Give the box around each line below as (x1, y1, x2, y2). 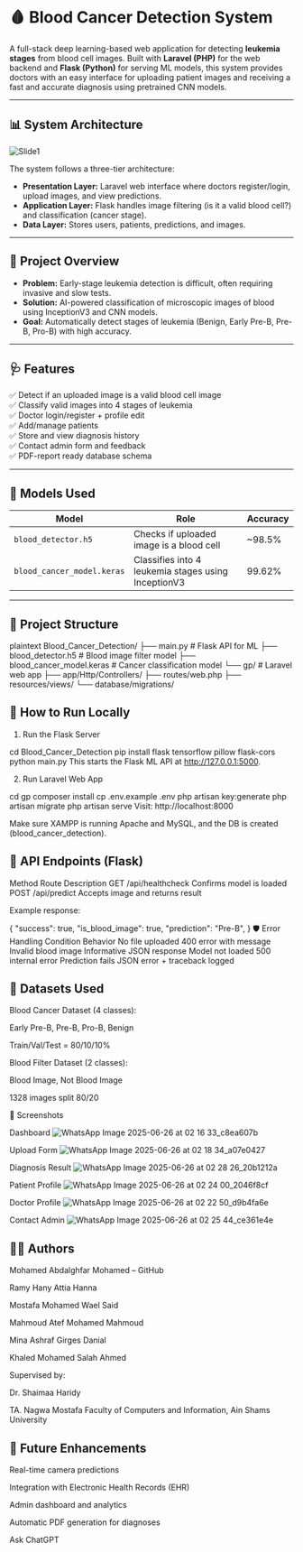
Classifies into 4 (133, 554, 202, 567)
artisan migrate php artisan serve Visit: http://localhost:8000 (9, 800, 234, 811)
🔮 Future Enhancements (9, 1440, 147, 1455)
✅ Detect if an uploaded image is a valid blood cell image (9, 390, 222, 401)
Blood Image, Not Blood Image (9, 1075, 124, 1085)
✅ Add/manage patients (9, 420, 99, 431)
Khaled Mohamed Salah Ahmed (9, 1353, 126, 1363)
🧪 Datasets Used (9, 981, 105, 997)
